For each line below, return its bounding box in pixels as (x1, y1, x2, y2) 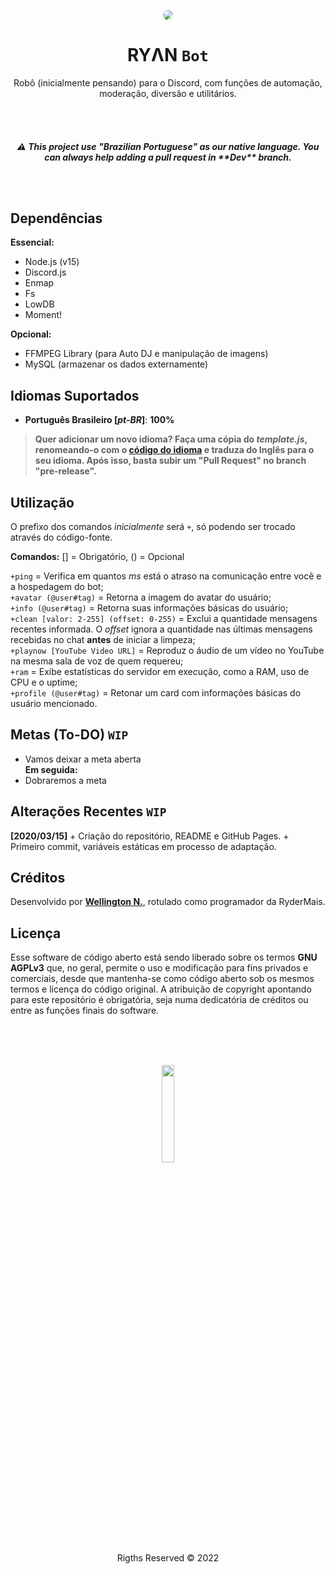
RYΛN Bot (127, 44, 209, 67)
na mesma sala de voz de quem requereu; (10, 655, 184, 667)
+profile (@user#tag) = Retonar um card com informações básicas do (10, 686, 302, 699)
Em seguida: (24, 763, 78, 775)
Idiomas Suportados (10, 387, 140, 404)
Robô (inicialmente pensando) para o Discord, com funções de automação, (13, 76, 323, 89)
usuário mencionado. (10, 697, 98, 709)
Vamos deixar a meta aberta (24, 753, 142, 765)
